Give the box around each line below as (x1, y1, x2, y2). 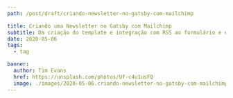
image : (13, 80, 33, 87)
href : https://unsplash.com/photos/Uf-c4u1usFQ (13, 73, 154, 80)
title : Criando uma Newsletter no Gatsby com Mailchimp (7, 22, 172, 30)
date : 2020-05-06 (7, 35, 58, 42)
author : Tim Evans (13, 67, 67, 74)
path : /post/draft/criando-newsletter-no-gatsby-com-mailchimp (7, 10, 194, 17)
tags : (7, 42, 23, 49)
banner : (7, 61, 30, 68)
